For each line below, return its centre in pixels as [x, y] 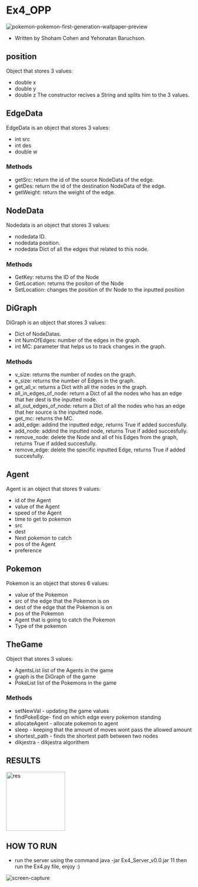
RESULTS [24, 761]
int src [22, 139]
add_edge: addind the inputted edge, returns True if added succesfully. [101, 425]
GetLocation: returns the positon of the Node [69, 283]
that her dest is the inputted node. [56, 400]
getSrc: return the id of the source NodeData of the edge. [84, 179]
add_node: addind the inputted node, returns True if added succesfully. [101, 431]
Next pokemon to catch [43, 538]
